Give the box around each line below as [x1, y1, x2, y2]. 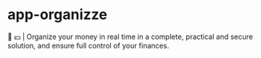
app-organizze [7, 6, 108, 24]
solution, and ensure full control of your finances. [7, 41, 169, 50]
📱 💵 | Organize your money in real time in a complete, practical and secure [7, 32, 253, 41]
